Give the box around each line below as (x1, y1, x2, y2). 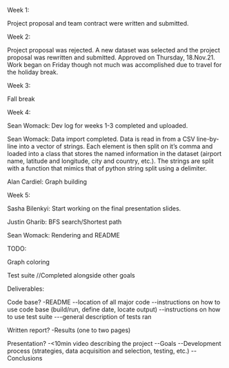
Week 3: (7, 81, 31, 89)
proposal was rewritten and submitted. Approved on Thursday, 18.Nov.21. (7, 53, 215, 61)
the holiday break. (7, 68, 59, 76)
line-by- (196, 135, 219, 143)
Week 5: (7, 191, 31, 199)
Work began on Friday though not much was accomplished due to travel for (7, 61, 222, 68)
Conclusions (7, 354, 43, 362)
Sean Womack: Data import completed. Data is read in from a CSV (7, 135, 195, 143)
